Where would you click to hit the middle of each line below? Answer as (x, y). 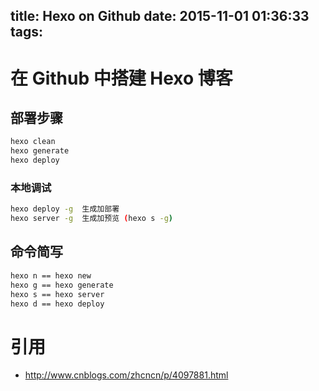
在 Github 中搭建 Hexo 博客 (121, 78)
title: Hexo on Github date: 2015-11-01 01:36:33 (160, 16)
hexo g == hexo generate (62, 285)
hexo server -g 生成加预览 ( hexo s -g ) (91, 219)
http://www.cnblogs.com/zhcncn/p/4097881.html (126, 375)
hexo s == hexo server (57, 294)
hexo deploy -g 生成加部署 (65, 209)
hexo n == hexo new (51, 275)
